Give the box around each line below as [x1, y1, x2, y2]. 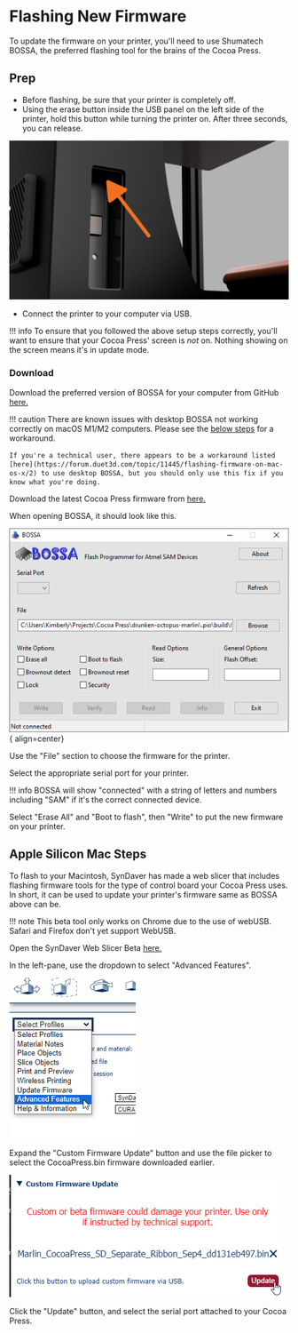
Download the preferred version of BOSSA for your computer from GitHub [9, 387, 279, 397]
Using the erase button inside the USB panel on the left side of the [21, 104, 264, 115]
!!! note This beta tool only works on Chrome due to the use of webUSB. [9, 915, 272, 926]
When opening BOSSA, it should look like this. [9, 510, 177, 521]
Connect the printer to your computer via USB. [21, 308, 192, 319]
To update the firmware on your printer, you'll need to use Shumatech [9, 36, 263, 46]
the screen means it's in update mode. [9, 345, 150, 355]
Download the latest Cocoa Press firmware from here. [9, 493, 207, 504]
